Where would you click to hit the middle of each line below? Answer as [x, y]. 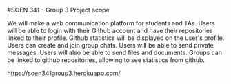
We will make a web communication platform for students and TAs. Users [111, 23]
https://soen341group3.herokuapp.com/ [64, 73]
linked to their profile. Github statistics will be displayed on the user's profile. [116, 38]
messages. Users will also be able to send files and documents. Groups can [115, 52]
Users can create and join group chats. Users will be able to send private [110, 45]
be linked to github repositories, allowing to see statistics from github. [106, 60]
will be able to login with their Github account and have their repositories [110, 31]
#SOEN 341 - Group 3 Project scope [59, 10]
